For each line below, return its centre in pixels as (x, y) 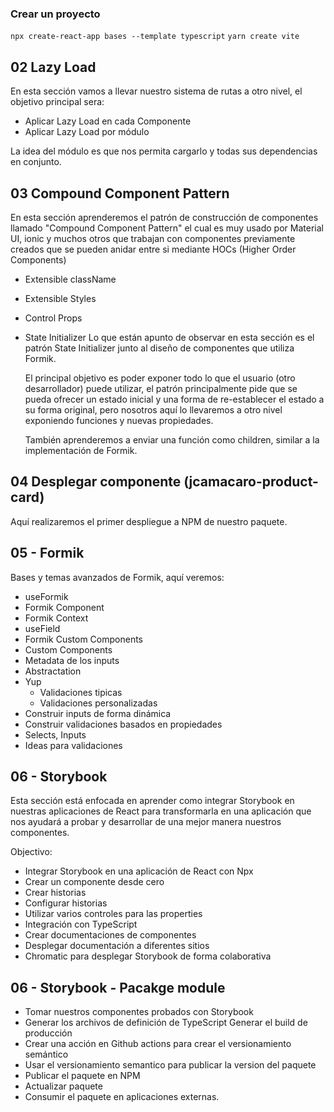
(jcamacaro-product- (251, 482)
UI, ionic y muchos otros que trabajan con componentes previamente (153, 238)
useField (42, 628)
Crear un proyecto (55, 14)
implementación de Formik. (81, 450)
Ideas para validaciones (73, 745)
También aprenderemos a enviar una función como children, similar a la (172, 439)
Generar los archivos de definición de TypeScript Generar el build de (166, 1023)
